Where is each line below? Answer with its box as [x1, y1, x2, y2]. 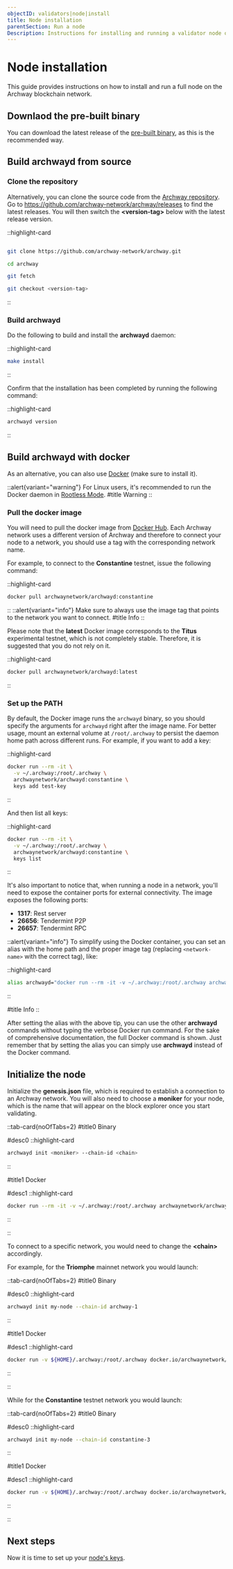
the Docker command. [7, 1048, 71, 1057]
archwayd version [7, 418, 58, 425]
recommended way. [7, 136, 64, 144]
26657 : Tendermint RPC [17, 924, 87, 932]
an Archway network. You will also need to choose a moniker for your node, [7, 1094, 225, 1103]
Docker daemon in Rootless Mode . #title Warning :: [7, 491, 153, 499]
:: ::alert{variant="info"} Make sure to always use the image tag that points [7, 606, 220, 615]
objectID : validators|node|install [7, 10, 110, 17]
